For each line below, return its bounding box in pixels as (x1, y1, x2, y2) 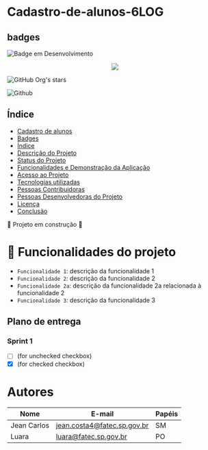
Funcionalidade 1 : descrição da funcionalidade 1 (16, 266, 155, 275)
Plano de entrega (7, 316, 81, 327)
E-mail (91, 409, 114, 418)
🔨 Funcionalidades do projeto (7, 245, 177, 260)
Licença (16, 199, 40, 208)
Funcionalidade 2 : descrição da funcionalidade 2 (16, 274, 156, 282)
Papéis (155, 409, 179, 418)
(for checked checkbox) (16, 360, 86, 368)
